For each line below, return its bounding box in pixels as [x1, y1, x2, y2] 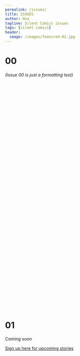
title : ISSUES [5, 12, 34, 17]
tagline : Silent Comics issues [5, 21, 69, 26]
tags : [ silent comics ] [5, 25, 51, 30]
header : [5, 30, 21, 35]
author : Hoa [5, 16, 29, 21]
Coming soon [5, 336, 32, 342]
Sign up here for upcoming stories [5, 345, 74, 352]
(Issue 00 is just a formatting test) [5, 72, 73, 78]
